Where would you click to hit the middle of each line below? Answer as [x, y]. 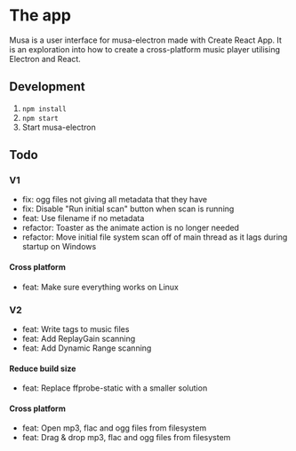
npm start [40, 118]
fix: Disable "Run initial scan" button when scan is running [128, 209]
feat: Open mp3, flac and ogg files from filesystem [114, 428]
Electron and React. [45, 59]
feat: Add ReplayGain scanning [79, 338]
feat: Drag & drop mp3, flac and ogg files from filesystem [126, 438]
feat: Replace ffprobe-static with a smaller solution [115, 388]
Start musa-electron [59, 127]
